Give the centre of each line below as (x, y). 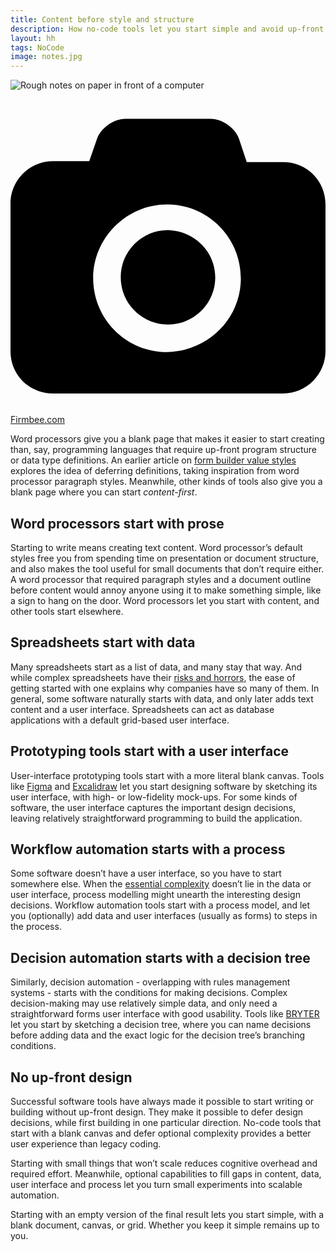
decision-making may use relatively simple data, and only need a (144, 1003)
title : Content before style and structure (102, 19)
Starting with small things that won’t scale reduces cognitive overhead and (164, 1163)
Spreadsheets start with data (103, 642)
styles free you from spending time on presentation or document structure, (165, 558)
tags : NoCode (37, 47)
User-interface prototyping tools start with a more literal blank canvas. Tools (167, 775)
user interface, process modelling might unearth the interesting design (155, 895)
